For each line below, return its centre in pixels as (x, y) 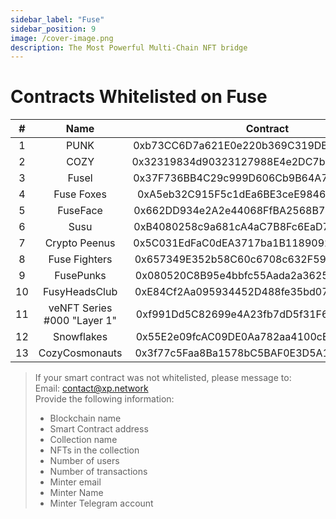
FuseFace (80, 211)
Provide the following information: (104, 399)
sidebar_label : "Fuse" (57, 19)
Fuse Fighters (80, 259)
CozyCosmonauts (80, 353)
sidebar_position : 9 (53, 29)
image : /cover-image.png (62, 38)
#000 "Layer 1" (80, 321)
